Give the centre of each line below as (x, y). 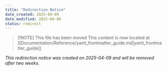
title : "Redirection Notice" (35, 10)
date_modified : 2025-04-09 (33, 19)
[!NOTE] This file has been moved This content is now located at (83, 38)
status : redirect (23, 24)
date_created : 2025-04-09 (32, 14)
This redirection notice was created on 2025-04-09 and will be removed (80, 58)
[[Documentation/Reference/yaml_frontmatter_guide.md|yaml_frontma (89, 43)
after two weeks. (22, 63)
